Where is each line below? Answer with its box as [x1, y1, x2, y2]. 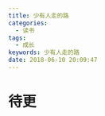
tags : [8, 33, 26, 42]
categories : [8, 19, 48, 27]
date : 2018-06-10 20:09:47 [8, 56, 98, 64]
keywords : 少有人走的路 [8, 48, 80, 56]
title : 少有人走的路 [8, 11, 69, 20]
